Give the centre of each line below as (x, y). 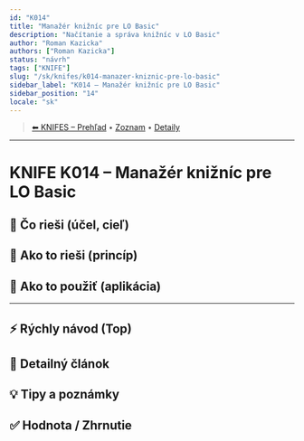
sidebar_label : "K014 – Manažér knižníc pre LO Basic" (115, 85)
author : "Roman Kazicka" (56, 43)
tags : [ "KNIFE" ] (40, 69)
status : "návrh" (40, 60)
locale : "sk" (34, 102)
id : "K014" (30, 18)
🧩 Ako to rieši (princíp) (74, 255)
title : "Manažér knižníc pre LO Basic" (85, 26)
